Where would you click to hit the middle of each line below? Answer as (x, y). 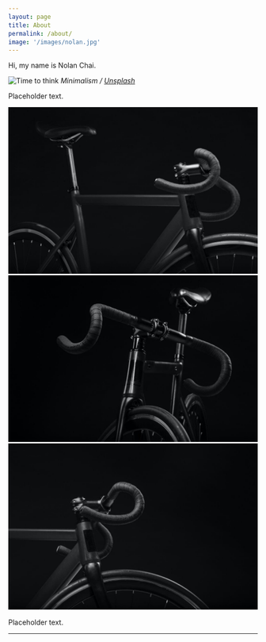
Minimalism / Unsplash (98, 81)
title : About (30, 25)
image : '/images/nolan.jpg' (55, 42)
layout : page (30, 17)
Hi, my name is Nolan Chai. (52, 65)
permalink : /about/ (40, 33)
